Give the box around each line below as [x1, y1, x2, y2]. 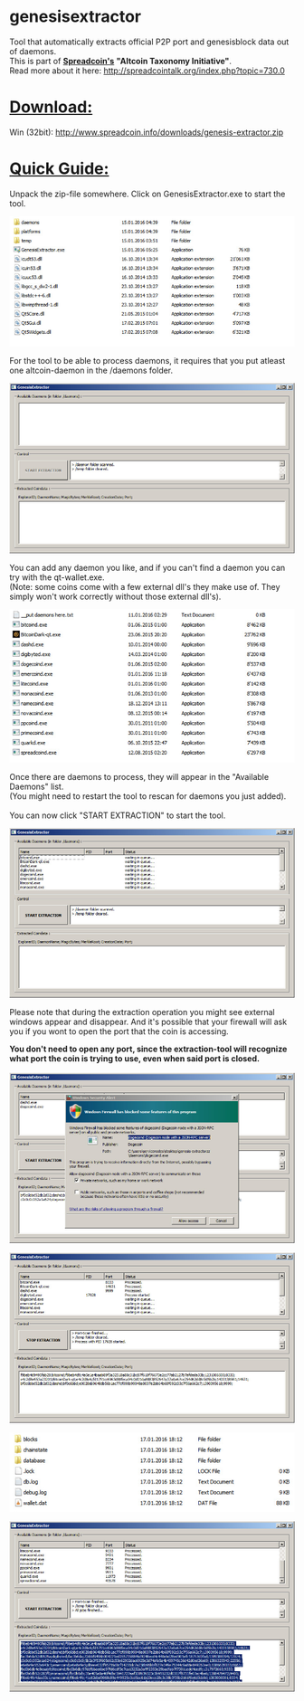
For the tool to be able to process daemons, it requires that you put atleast [9, 356, 286, 366]
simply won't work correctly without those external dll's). [9, 591, 222, 603]
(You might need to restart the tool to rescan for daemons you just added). [9, 790, 287, 802]
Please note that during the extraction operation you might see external [9, 1007, 275, 1018]
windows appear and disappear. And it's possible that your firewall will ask [9, 1016, 288, 1028]
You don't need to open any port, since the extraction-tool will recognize [9, 1043, 288, 1055]
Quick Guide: [9, 158, 109, 179]
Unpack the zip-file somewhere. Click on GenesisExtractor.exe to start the [9, 188, 286, 199]
